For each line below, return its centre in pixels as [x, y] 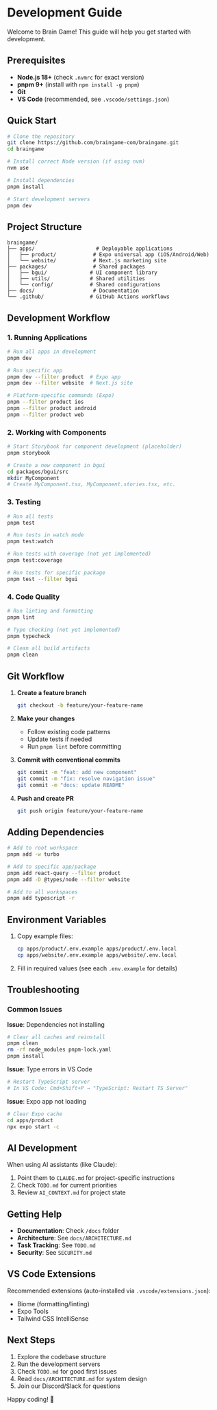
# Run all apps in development [52, 352]
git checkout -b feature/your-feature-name [80, 705]
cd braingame [26, 149]
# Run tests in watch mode [46, 535]
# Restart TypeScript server [49, 1082]
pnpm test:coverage [35, 560]
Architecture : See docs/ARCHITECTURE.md [74, 1238]
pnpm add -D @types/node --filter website [68, 879]
